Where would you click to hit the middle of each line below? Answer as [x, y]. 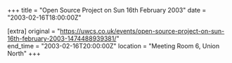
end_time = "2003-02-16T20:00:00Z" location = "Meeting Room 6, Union [114, 46]
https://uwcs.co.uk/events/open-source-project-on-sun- [142, 31]
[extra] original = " [34, 31]
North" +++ [24, 53]
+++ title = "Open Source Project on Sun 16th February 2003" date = [107, 10]
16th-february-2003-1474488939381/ [62, 38]
